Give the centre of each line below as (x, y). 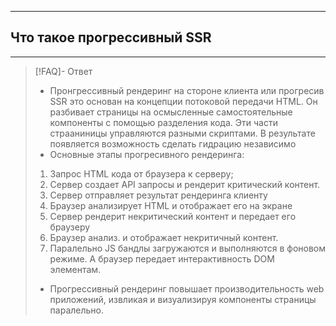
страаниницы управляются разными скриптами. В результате (182, 133)
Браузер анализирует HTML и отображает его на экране (171, 205)
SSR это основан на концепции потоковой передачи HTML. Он (183, 101)
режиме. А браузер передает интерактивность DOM (162, 258)
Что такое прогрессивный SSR (111, 37)
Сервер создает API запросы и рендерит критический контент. (185, 184)
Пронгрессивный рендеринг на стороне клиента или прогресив (187, 90)
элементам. (75, 269)
